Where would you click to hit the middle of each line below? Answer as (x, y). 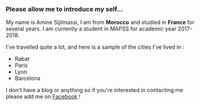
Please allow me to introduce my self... (64, 9)
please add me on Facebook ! (43, 97)
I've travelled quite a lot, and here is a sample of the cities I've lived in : (95, 47)
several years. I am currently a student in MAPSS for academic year (91, 29)
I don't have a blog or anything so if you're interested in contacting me (94, 90)
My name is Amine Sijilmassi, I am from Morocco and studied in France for (100, 23)
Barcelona (27, 79)
